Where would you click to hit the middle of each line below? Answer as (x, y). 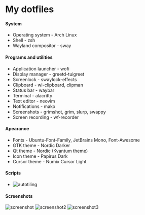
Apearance (17, 129)
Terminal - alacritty (32, 95)
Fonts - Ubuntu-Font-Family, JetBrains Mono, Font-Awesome (76, 140)
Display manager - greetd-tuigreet (48, 74)
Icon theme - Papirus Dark (40, 156)
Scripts (13, 173)
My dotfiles (30, 9)
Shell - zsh (24, 40)
